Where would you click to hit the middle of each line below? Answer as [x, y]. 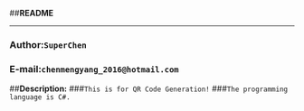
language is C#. [40, 97]
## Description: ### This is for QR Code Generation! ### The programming [148, 88]
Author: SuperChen [48, 44]
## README [32, 13]
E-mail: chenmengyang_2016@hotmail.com [94, 69]
